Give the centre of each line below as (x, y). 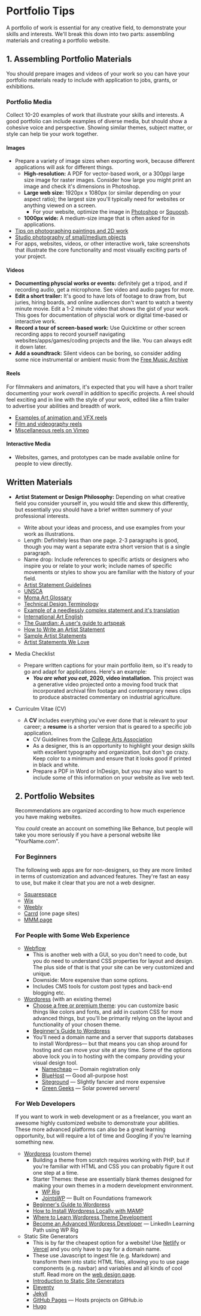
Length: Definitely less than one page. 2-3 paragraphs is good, (101, 540)
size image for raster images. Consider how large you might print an (107, 180)
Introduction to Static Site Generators (78, 1281)
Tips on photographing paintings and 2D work (71, 231)
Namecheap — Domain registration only (91, 1069)
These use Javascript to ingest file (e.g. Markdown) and (102, 1256)
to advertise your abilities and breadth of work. (64, 406)
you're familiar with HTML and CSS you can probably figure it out (113, 1166)
